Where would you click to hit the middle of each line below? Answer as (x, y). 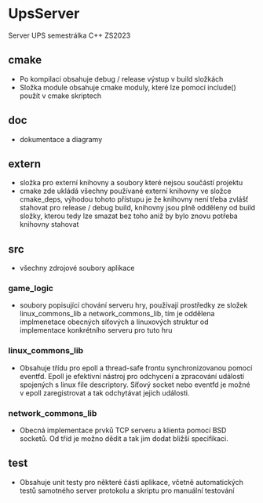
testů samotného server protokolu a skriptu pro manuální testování (127, 490)
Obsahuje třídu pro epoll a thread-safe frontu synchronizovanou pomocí (136, 368)
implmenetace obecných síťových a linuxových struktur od (114, 322)
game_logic (31, 289)
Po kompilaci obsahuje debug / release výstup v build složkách (121, 78)
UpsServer (44, 14)
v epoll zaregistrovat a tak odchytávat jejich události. (104, 392)
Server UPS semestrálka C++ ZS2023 (69, 35)
